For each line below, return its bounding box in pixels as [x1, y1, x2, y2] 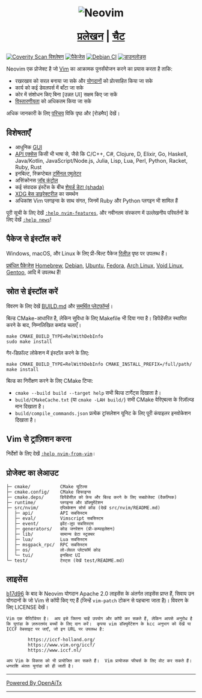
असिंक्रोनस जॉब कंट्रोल [14, 177, 58, 184]
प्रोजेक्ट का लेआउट [6, 468, 59, 478]
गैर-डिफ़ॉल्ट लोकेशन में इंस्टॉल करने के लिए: [6, 349, 90, 356]
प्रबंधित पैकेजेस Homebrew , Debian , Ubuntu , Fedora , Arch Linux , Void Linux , [6, 262, 185, 269]
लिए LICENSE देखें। [6, 603, 49, 611]
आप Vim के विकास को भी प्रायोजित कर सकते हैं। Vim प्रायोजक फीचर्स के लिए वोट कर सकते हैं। [6, 658, 192, 664]
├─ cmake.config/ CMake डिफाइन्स [6, 489, 91, 495]
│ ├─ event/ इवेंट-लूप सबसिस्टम [6, 521, 94, 527]
